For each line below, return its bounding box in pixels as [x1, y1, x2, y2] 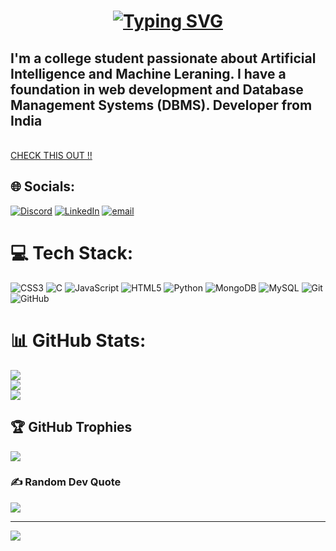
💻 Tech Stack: [10, 242, 134, 264]
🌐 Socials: [10, 178, 76, 195]
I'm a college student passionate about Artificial [10, 50, 317, 67]
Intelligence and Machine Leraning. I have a [10, 65, 287, 82]
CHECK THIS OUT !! [10, 150, 93, 161]
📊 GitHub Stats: [10, 329, 147, 352]
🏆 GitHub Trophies [10, 419, 133, 436]
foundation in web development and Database [10, 81, 304, 98]
